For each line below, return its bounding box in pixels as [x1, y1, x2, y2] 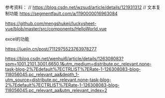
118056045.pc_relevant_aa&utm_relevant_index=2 [5, 88, 108, 93]
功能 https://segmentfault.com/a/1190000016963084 [9, 10, 118, 16]
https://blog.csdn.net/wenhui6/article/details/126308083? [5, 56, 124, 61]
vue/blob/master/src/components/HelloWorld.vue [5, 26, 107, 31]
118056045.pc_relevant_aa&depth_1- [5, 72, 80, 77]
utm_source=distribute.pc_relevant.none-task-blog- [5, 77, 112, 83]
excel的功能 [5, 36, 29, 42]
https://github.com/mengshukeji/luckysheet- [5, 20, 97, 26]
